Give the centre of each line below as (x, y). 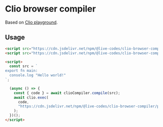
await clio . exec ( (31, 98)
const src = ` (24, 66)
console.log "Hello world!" (38, 75)
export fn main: (21, 71)
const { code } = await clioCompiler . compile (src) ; (67, 93)
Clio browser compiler (50, 9)
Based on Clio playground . (32, 22)
